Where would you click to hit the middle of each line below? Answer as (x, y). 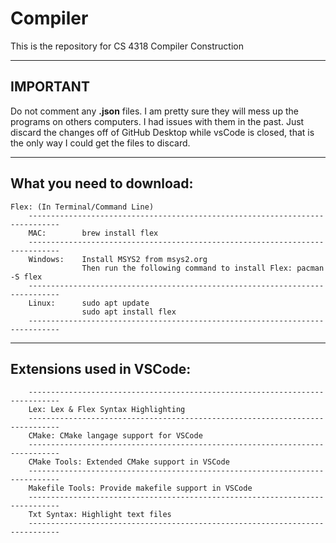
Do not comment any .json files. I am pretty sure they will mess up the (154, 111)
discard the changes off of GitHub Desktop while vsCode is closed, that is (162, 132)
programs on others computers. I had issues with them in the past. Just (157, 121)
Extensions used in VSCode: (101, 368)
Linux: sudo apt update (89, 303)
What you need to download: (102, 183)
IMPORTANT (50, 87)
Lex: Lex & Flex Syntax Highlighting (107, 410)
